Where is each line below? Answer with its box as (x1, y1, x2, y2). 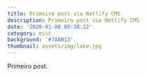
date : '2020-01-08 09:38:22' (7, 23, 93, 30)
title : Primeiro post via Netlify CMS (7, 10, 121, 17)
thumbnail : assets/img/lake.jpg (7, 43, 102, 50)
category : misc (7, 29, 52, 37)
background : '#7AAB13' (7, 36, 74, 43)
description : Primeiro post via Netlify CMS (7, 17, 140, 24)
